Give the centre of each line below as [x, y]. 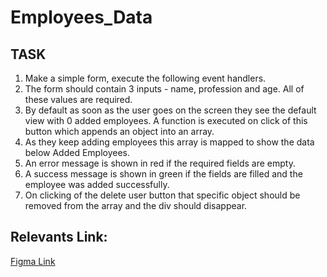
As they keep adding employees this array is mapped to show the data [169, 142]
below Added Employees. [77, 152]
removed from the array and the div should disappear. [136, 205]
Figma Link [33, 261]
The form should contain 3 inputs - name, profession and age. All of [164, 89]
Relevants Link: [59, 237]
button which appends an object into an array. [119, 131]
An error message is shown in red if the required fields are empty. [160, 163]
